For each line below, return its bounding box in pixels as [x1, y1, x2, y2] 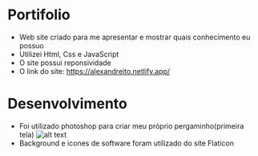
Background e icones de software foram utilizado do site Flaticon [18, 138, 234, 148]
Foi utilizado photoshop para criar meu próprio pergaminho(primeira [18, 121, 244, 130]
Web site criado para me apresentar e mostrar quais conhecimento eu [18, 32, 251, 42]
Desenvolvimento [7, 95, 127, 113]
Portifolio [7, 6, 71, 24]
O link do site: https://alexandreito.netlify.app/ [18, 66, 171, 76]
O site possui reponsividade [18, 58, 111, 68]
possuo [18, 40, 45, 50]
